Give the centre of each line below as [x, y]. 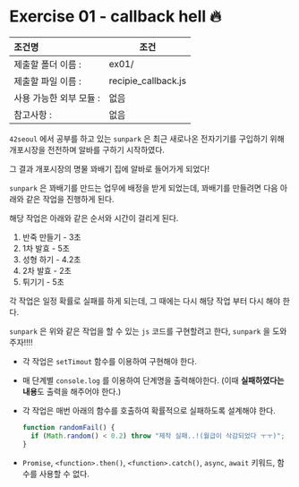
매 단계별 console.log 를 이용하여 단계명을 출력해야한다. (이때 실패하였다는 [153, 380]
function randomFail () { [68, 427]
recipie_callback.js [147, 81]
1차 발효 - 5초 [46, 248]
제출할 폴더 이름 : [48, 64]
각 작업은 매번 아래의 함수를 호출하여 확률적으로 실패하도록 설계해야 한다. [149, 410]
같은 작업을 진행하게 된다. [70, 199]
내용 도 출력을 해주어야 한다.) [72, 391]
